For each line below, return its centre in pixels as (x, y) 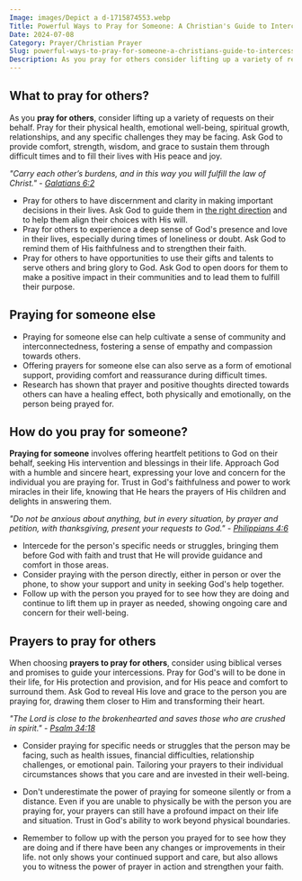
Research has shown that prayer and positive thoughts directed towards (155, 385)
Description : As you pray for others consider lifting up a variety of (146, 59)
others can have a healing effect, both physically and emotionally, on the (157, 394)
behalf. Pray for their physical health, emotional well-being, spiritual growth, (150, 127)
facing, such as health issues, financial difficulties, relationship (138, 755)
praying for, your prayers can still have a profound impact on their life (150, 811)
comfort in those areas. (66, 565)
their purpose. (49, 286)
